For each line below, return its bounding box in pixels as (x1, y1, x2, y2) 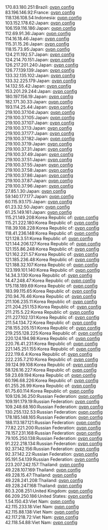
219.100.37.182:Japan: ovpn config (5, 136, 75, 142)
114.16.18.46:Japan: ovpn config (5, 36, 69, 42)
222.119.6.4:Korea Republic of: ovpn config (5, 351, 93, 357)
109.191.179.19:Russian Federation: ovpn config (5, 398, 100, 404)
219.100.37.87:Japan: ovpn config (5, 178, 73, 184)
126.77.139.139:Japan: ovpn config (5, 67, 75, 73)
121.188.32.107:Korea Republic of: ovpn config (5, 262, 98, 268)
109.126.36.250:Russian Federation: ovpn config (5, 393, 103, 399)
